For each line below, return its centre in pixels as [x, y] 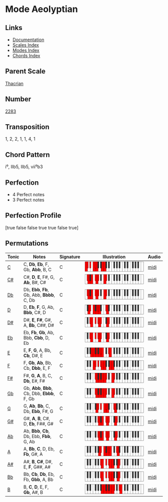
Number [18, 99]
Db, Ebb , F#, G [38, 411]
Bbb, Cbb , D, [36, 338]
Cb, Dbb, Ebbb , [39, 393]
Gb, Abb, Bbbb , [39, 295]
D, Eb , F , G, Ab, [39, 307]
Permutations [27, 243]
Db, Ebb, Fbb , [37, 436]
